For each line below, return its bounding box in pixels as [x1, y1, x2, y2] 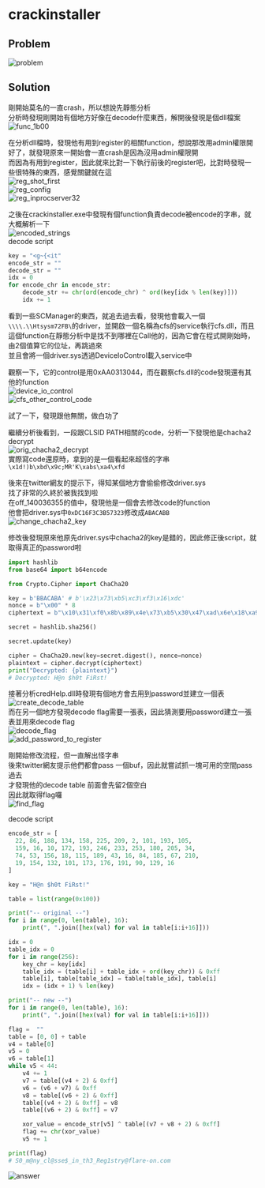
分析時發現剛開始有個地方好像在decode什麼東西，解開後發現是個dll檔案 [8, 112, 241, 122]
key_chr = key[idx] [22, 960, 87, 968]
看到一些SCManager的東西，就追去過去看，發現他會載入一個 [8, 310, 206, 321]
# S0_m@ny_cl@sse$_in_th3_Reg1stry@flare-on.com [8, 1156, 171, 1164]
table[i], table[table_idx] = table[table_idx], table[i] [22, 975, 217, 983]
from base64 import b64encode [8, 566, 108, 573]
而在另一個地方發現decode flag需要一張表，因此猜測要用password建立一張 [8, 707, 252, 716]
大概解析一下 [8, 219, 50, 228]
